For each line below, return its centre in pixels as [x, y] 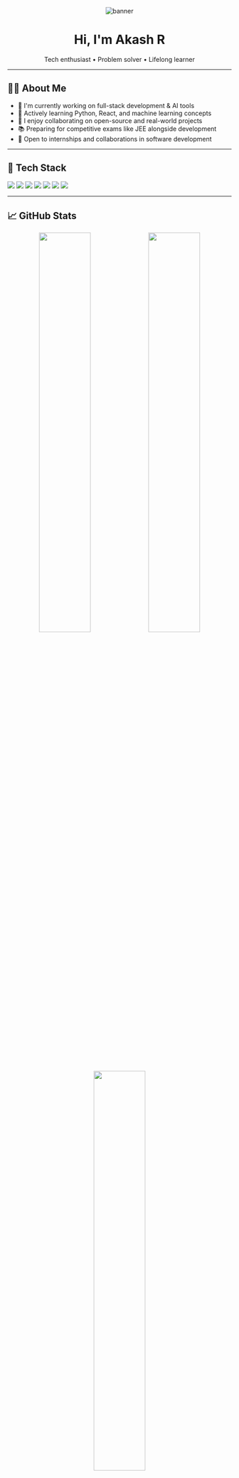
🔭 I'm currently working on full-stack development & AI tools [106, 105]
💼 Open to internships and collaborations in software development [115, 139]
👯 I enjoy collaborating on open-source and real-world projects [110, 120]
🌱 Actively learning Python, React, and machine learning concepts [115, 113]
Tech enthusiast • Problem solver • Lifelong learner [119, 59]
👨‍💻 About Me [37, 89]
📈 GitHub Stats [42, 216]
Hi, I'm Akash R [119, 40]
